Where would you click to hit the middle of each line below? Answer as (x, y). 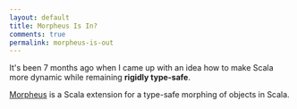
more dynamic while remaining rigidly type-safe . (100, 78)
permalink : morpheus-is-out (62, 42)
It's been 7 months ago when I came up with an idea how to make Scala (142, 68)
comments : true (38, 34)
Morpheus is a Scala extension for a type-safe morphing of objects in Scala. (149, 95)
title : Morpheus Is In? (54, 26)
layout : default (39, 17)
